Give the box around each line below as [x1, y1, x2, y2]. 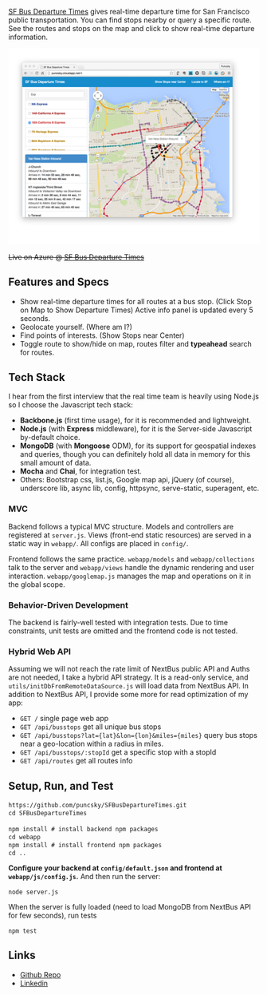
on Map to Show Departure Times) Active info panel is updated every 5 [19, 305, 253, 315]
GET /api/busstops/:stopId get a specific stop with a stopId [19, 747, 217, 757]
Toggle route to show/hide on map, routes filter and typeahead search [19, 339, 253, 348]
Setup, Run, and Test [8, 779, 114, 793]
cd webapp [8, 834, 41, 842]
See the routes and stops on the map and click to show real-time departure [8, 24, 255, 33]
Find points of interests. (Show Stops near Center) [19, 331, 185, 340]
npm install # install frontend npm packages [8, 842, 162, 850]
